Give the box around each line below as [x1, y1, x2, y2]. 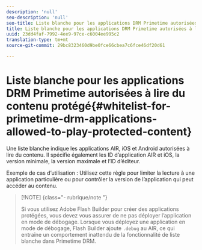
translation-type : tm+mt [6, 37, 69, 43]
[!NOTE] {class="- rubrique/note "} [20, 193, 108, 201]
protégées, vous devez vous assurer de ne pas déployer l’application [20, 211, 192, 219]
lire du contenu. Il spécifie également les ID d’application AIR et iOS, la [6, 151, 180, 158]
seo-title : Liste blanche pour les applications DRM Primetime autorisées [6, 20, 198, 26]
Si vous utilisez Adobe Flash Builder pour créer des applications [20, 205, 179, 213]
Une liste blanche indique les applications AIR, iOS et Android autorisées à [6, 145, 190, 152]
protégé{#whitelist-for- [50, 99, 171, 113]
